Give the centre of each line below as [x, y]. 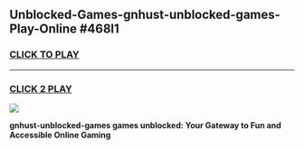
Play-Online [43, 29]
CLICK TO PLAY [44, 55]
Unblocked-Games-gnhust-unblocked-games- [145, 15]
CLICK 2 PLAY [41, 88]
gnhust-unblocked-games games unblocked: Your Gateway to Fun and [146, 125]
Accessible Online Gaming [60, 135]
